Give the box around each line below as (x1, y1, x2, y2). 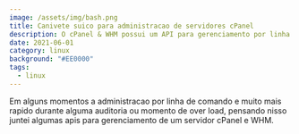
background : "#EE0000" (9, 54, 94, 63)
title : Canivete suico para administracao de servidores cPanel (9, 21, 254, 30)
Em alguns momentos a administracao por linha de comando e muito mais (9, 96, 282, 106)
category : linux (9, 46, 70, 55)
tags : (9, 63, 30, 72)
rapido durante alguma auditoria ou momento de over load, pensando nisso (9, 105, 287, 116)
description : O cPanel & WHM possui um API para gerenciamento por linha (9, 29, 291, 38)
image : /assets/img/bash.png (9, 13, 118, 22)
